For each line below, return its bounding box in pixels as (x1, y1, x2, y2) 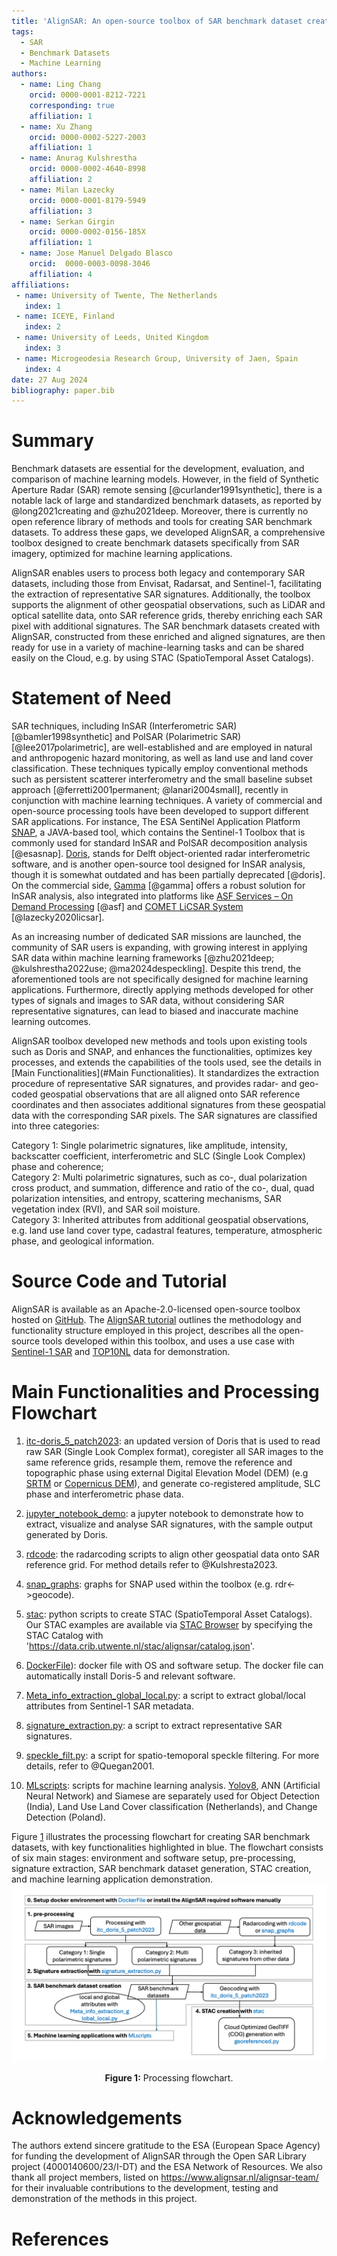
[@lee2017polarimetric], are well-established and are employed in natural (11, 741, 313, 754)
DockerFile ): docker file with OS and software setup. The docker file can (25, 1660, 324, 1671)
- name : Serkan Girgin (20, 216, 115, 227)
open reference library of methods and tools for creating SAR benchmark (11, 516, 313, 528)
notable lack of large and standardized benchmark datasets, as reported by (11, 495, 322, 507)
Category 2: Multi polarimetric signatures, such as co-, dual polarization (11, 1171, 308, 1184)
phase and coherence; (11, 1161, 104, 1173)
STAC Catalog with (25, 1630, 104, 1641)
